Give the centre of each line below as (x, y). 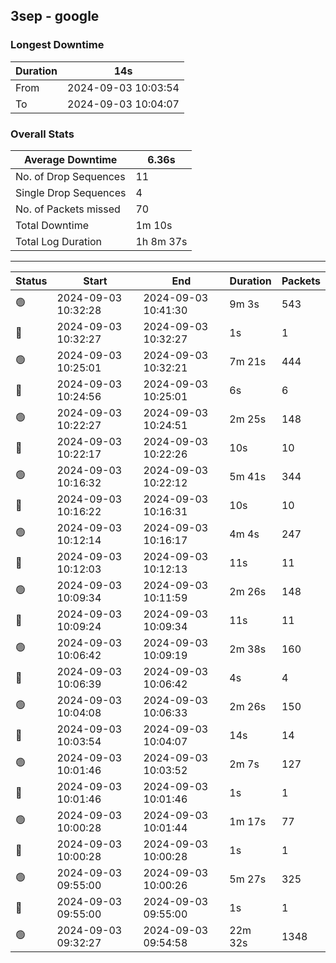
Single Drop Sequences (71, 192)
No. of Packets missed (68, 209)
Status (31, 281)
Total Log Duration (59, 241)
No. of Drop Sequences (70, 176)
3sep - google (55, 16)
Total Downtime (52, 225)
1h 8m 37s (161, 241)
